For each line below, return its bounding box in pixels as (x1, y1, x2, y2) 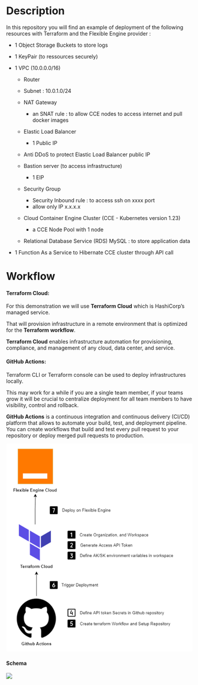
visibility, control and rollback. (6, 401, 79, 409)
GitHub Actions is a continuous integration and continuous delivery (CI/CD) (6, 413, 190, 420)
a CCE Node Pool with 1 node (32, 226, 104, 233)
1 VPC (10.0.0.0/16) (14, 64, 61, 72)
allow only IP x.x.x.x (32, 203, 81, 210)
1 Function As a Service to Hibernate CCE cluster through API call (14, 248, 174, 256)
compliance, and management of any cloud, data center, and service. (6, 344, 176, 351)
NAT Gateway (23, 99, 57, 106)
